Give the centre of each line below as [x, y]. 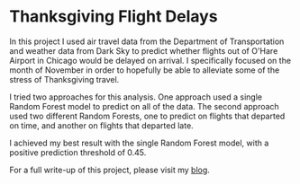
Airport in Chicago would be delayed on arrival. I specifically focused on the [150, 60]
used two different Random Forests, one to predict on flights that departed [147, 116]
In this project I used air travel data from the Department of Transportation [147, 41]
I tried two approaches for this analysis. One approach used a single [136, 97]
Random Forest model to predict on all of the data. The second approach [144, 106]
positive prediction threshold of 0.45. [78, 152]
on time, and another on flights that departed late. [101, 125]
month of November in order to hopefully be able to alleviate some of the [145, 70]
